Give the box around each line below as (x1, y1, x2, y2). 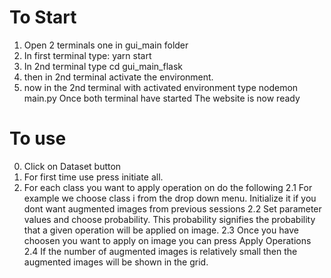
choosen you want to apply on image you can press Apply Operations (23, 234, 312, 246)
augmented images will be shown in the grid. (23, 256, 209, 268)
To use (9, 127, 67, 150)
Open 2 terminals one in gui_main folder (23, 39, 189, 51)
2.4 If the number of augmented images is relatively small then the (23, 245, 298, 257)
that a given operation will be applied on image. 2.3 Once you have (23, 224, 299, 236)
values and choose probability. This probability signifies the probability (23, 213, 316, 225)
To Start (9, 6, 77, 29)
